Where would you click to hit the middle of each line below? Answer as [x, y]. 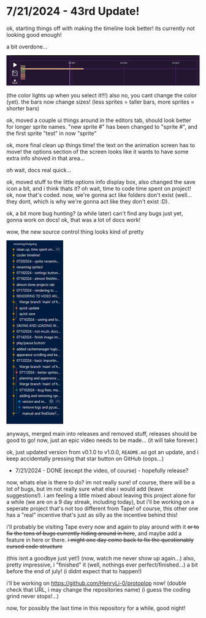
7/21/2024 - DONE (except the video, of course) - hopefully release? [102, 470]
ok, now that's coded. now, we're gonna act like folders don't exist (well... [99, 195]
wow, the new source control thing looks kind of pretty [75, 232]
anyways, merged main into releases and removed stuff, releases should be [102, 433]
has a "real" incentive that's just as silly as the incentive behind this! [92, 515]
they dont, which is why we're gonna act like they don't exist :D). [88, 201]
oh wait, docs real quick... [39, 170]
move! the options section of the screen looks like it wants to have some [97, 151]
